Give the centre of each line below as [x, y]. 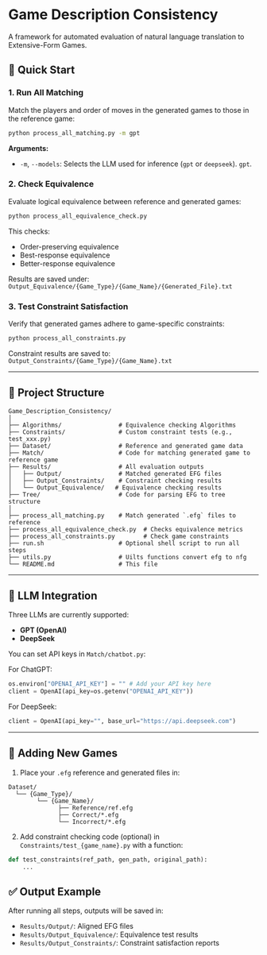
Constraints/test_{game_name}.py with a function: [101, 845]
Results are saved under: [49, 279]
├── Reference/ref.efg [96, 808]
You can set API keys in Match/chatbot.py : [77, 654]
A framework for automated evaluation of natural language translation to [126, 37]
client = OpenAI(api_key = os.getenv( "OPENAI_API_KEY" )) [101, 692]
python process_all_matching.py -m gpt [74, 133]
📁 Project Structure [56, 393]
